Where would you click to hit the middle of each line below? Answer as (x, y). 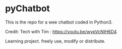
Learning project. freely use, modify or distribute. (55, 41)
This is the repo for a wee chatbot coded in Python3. (59, 22)
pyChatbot (28, 9)
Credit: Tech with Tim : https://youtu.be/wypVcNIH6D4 (61, 31)
